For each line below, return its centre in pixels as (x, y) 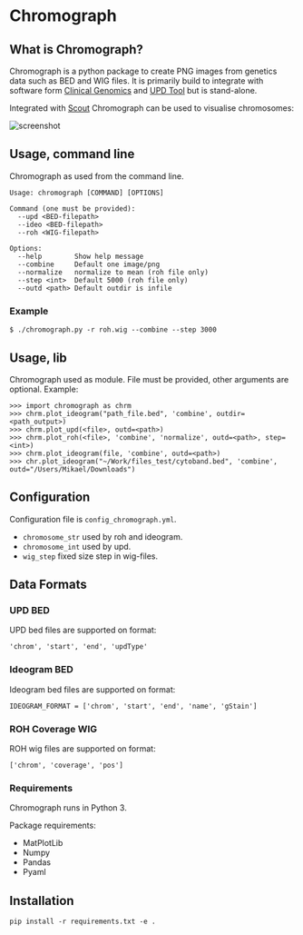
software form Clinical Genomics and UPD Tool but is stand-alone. (133, 90)
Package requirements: (53, 826)
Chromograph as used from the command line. (97, 176)
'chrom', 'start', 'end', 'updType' (78, 647)
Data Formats (49, 585)
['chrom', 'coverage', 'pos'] (67, 766)
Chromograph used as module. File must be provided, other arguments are (149, 379)
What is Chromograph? (76, 50)
